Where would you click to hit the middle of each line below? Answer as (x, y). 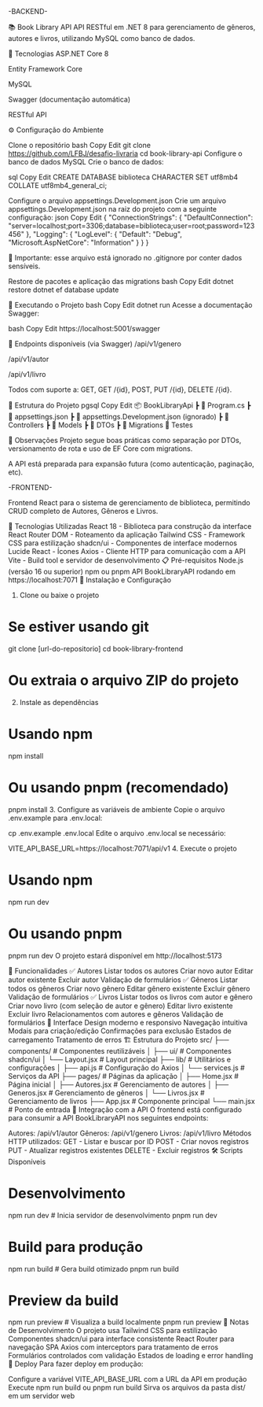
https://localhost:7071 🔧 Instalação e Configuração (89, 580)
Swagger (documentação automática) (69, 99)
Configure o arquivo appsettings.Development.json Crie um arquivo (117, 201)
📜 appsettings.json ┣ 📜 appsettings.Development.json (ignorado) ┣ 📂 (119, 417)
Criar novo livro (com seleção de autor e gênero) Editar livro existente (121, 1006)
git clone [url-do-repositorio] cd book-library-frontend (96, 648)
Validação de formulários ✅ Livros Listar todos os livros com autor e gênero (130, 997)
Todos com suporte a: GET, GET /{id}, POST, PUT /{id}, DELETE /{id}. (120, 390)
